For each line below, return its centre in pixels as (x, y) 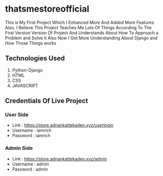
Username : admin (31, 164)
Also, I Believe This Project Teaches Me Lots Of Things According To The (78, 27)
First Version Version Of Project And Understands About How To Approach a (82, 33)
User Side (17, 115)
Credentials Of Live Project (47, 101)
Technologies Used (35, 59)
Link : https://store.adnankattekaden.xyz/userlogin (63, 125)
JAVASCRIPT (25, 86)
